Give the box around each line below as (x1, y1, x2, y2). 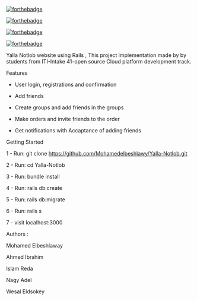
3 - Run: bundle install (6, 173, 61, 180)
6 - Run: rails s (6, 208, 42, 214)
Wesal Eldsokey (6, 288, 45, 295)
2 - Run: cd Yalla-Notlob (6, 161, 65, 169)
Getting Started (6, 138, 44, 145)
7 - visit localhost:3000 (6, 219, 63, 226)
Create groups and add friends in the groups (14, 104, 124, 111)
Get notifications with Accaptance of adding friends (14, 127, 141, 134)
